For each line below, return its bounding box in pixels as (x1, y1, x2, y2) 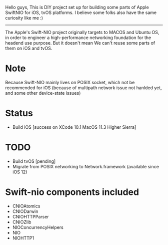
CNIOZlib (12, 219, 31, 225)
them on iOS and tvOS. (5, 45, 52, 51)
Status (5, 108, 33, 119)
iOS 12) (12, 169, 27, 175)
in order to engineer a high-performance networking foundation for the (5, 35, 151, 41)
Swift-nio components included (5, 186, 139, 197)
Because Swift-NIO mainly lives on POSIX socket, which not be (5, 79, 135, 85)
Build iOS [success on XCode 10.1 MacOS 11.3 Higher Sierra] (12, 124, 136, 130)
